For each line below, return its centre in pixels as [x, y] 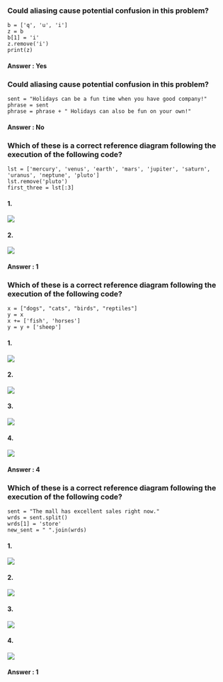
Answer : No [26, 127]
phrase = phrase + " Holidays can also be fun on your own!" [99, 112]
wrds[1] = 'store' [34, 524]
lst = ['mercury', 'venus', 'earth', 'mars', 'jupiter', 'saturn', [109, 169]
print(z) [20, 50]
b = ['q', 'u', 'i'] [38, 26]
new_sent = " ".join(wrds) [47, 530]
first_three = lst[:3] [41, 188]
